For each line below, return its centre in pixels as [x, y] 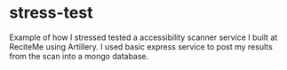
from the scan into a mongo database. [79, 56]
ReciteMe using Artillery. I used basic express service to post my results [141, 46]
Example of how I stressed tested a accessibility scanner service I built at [143, 37]
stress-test [51, 13]
